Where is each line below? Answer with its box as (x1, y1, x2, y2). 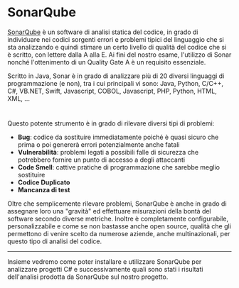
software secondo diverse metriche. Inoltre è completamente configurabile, (7, 214, 229, 223)
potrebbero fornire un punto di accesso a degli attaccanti (17, 155, 186, 164)
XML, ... (7, 94, 31, 103)
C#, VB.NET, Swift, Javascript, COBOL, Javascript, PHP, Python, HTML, (7, 87, 217, 95)
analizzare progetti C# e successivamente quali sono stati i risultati (7, 265, 204, 274)
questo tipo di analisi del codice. (7, 237, 102, 245)
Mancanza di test (17, 186, 70, 194)
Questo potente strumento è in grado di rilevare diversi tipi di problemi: (7, 119, 215, 128)
